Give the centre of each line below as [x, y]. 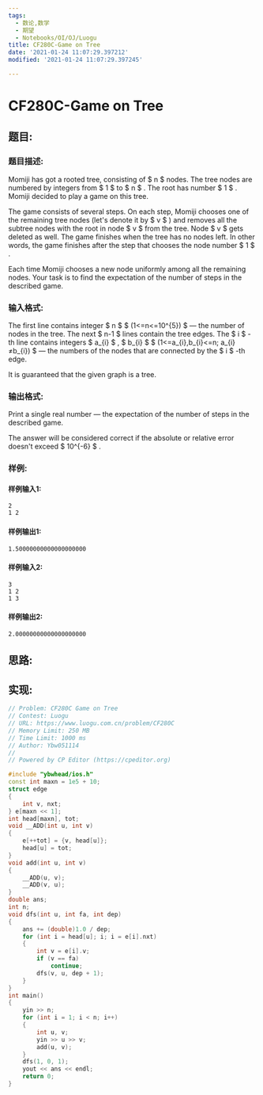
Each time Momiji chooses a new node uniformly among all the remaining [127, 269]
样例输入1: [25, 489]
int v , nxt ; [42, 804]
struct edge [28, 789]
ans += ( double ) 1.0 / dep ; [67, 929]
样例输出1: [25, 532]
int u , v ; [53, 1032]
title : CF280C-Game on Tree [54, 45]
